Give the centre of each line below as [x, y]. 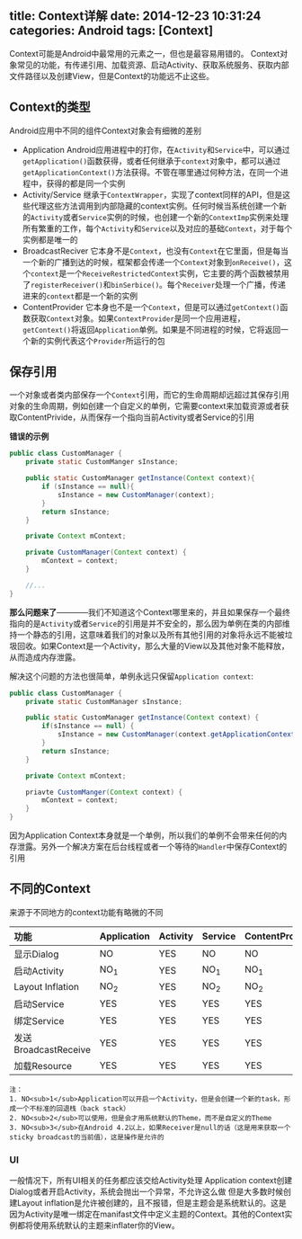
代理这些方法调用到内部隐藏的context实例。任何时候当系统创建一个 [155, 206]
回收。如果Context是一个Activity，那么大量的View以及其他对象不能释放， [153, 646]
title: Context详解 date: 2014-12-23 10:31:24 [135, 16]
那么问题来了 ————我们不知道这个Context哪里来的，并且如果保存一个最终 [150, 612]
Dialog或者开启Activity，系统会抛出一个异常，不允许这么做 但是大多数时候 [147, 1192]
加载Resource [43, 1066]
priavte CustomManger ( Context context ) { [104, 792]
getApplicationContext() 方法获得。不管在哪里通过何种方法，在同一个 [151, 172]
